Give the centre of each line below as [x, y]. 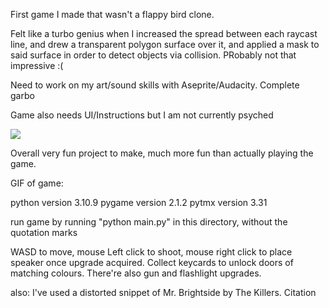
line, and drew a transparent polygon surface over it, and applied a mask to [165, 44]
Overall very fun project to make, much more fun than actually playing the [162, 153]
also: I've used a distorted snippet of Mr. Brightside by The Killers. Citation [163, 292]
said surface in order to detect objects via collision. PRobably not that [153, 55]
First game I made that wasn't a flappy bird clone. [112, 14]
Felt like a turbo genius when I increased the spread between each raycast [164, 33]
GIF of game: [37, 183]
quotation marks [44, 232]
